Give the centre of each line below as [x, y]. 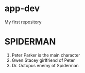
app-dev [22, 9]
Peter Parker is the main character [46, 55]
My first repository [23, 22]
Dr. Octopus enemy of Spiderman [45, 65]
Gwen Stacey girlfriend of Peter [43, 60]
